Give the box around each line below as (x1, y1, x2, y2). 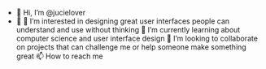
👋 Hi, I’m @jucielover (15, 8, 86, 17)
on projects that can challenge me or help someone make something (15, 42, 246, 52)
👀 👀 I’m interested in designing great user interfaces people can (15, 16, 230, 26)
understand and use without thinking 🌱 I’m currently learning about (15, 25, 241, 34)
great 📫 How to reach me (15, 51, 103, 61)
